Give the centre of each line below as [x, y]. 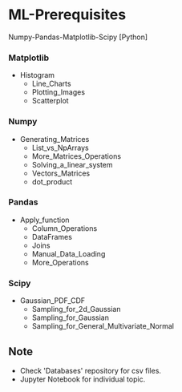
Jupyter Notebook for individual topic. [83, 379]
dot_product [52, 181]
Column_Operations [65, 228]
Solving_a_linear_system [73, 164]
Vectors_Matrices [61, 173]
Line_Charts [51, 84]
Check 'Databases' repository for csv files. [91, 370]
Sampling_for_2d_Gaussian [76, 309]
